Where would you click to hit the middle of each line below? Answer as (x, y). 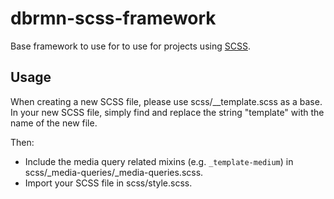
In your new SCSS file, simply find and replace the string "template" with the (167, 112)
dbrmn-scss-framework (113, 18)
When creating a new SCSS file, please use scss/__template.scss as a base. (166, 101)
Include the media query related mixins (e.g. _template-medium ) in (159, 161)
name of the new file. (54, 123)
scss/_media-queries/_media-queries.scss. (114, 172)
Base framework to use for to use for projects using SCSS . (130, 46)
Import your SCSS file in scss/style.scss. (108, 183)
